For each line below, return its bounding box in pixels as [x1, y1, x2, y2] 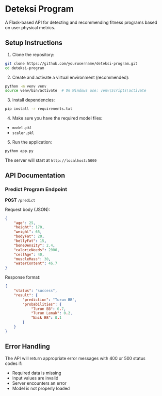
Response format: [5, 275, 41, 280]
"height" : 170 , [14, 225, 45, 230]
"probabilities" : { [22, 302, 62, 307]
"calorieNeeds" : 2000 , [14, 247, 60, 252]
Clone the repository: [12, 52, 55, 57]
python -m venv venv [5, 84, 47, 88]
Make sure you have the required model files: [12, 115, 103, 121]
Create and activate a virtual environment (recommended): [12, 74, 130, 80]
